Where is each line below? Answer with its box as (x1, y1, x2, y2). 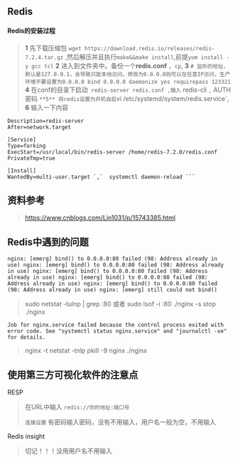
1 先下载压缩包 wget (24, 43, 82, 52)
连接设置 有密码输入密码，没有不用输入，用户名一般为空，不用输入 (24, 418, 217, 426)
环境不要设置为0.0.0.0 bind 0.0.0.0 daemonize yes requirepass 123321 (24, 78, 231, 85)
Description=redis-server (7, 117, 84, 124)
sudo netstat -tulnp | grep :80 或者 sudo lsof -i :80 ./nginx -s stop (24, 300, 217, 308)
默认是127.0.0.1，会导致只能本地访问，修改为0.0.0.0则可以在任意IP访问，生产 (24, 70, 231, 77)
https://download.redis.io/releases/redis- (84, 45, 215, 52)
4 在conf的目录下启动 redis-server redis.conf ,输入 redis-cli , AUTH (24, 85, 231, 94)
